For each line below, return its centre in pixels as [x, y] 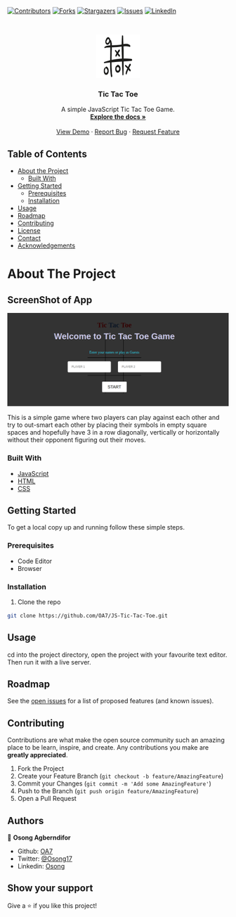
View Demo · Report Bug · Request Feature [118, 132]
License [29, 231]
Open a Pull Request [47, 799]
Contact [29, 238]
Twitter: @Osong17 [45, 859]
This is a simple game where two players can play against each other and [113, 418]
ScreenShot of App [50, 300]
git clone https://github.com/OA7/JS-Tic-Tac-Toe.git [88, 615]
